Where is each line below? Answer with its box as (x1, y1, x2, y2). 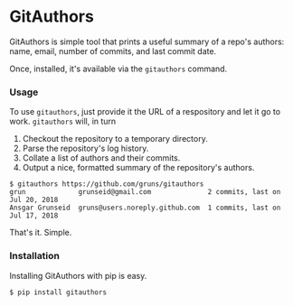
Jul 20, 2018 (9, 196, 59, 205)
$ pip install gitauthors (9, 287, 107, 297)
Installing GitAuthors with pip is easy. (9, 270, 147, 281)
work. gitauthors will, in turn (9, 116, 117, 127)
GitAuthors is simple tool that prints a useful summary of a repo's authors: (9, 36, 285, 47)
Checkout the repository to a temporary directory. (22, 134, 208, 144)
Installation (9, 250, 61, 263)
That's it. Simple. (9, 227, 72, 238)
